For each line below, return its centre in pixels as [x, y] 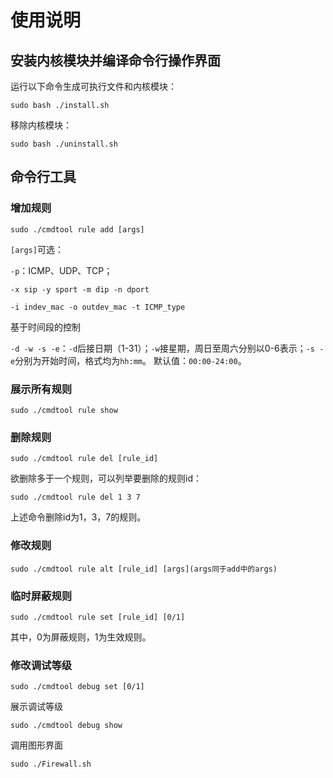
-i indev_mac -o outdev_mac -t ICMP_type [98, 307]
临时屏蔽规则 [41, 596]
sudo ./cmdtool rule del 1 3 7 [75, 497]
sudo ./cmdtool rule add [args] [77, 229]
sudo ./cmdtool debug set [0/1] [77, 687]
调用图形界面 [36, 745]
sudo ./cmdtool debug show [66, 726]
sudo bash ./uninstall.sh [64, 144]
